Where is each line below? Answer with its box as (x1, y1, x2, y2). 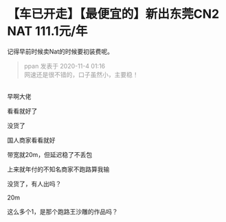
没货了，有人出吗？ (7, 180, 62, 188)
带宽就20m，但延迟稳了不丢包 (7, 150, 93, 158)
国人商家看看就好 (7, 136, 56, 144)
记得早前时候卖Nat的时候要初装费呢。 (7, 47, 113, 56)
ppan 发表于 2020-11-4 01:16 (23, 62, 106, 70)
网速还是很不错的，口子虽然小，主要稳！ (23, 70, 139, 79)
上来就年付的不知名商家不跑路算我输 (7, 165, 110, 173)
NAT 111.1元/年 (7, 23, 88, 39)
